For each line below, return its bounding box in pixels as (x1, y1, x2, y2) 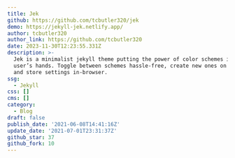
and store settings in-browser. (13, 69, 108, 76)
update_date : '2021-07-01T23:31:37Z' (7, 127, 117, 134)
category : (7, 101, 36, 108)
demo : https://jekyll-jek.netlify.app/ (7, 23, 124, 30)
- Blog (13, 108, 33, 115)
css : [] (7, 88, 30, 95)
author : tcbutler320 (7, 29, 68, 37)
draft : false (7, 114, 45, 121)
